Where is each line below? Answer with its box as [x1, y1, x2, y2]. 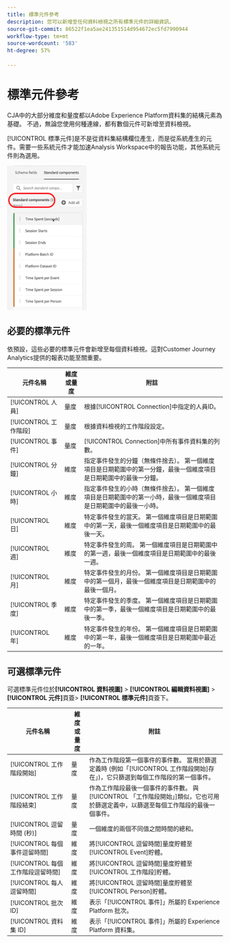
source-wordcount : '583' [7, 40, 78, 47]
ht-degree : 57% [7, 47, 51, 54]
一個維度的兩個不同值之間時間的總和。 [88, 824, 197, 833]
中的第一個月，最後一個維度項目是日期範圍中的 [84, 577, 216, 585]
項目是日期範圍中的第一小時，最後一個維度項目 [84, 493, 216, 501]
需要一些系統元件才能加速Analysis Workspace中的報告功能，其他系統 [18, 143, 214, 151]
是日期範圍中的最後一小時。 [84, 502, 162, 510]
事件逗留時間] [10, 848, 49, 857]
